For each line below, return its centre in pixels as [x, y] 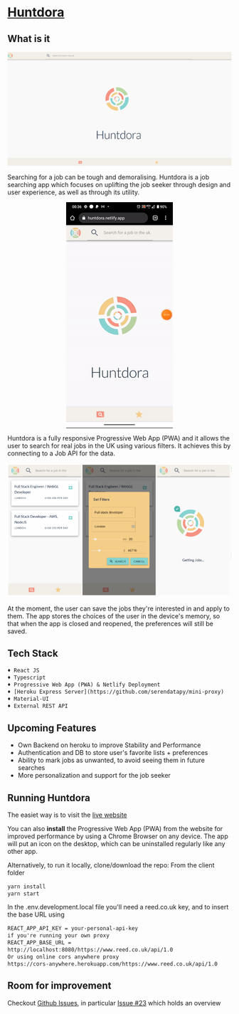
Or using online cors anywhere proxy [63, 957]
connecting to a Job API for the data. [61, 453]
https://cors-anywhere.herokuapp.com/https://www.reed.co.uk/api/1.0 [113, 964]
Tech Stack [33, 653]
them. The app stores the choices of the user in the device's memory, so [114, 616]
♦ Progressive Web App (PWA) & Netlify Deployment [84, 685]
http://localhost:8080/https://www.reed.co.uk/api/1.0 [90, 950]
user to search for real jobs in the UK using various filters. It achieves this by [119, 445]
